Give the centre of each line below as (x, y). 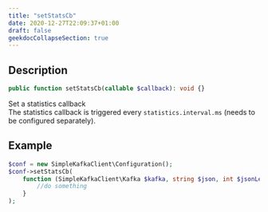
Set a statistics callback (47, 104)
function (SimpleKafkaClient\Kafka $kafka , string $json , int (128, 179)
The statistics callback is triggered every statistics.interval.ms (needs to (132, 112)
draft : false (30, 30)
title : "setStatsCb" (43, 16)
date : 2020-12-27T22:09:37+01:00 (64, 23)
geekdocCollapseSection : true (59, 38)
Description (38, 70)
